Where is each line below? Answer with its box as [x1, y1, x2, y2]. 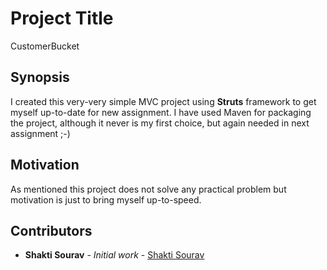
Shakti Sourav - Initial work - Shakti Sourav [24, 249, 205, 261]
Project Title [10, 7, 114, 30]
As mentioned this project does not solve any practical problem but [10, 183, 287, 195]
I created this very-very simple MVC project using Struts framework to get [10, 95, 317, 107]
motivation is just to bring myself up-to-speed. [10, 193, 202, 206]
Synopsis [10, 69, 70, 86]
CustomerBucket [10, 40, 80, 52]
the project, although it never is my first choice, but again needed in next [10, 117, 310, 129]
